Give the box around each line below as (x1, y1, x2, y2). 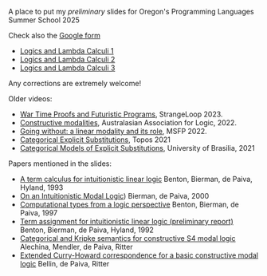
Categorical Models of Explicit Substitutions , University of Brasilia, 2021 (19, 144, 255, 152)
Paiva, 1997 (19, 208, 58, 218)
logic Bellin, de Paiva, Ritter (19, 259, 110, 268)
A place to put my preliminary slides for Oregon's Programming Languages (8, 7, 254, 16)
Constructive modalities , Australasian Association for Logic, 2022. (19, 118, 238, 127)
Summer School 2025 (8, 15, 80, 25)
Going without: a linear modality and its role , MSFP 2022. (19, 127, 207, 136)
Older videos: (8, 94, 53, 103)
